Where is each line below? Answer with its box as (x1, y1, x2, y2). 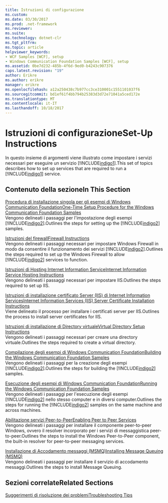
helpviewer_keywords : (5, 49, 51, 54)
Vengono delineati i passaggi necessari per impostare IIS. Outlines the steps (5, 277, 161, 283)
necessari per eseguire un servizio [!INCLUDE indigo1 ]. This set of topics (5, 160, 153, 166)
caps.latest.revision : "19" (5, 68, 64, 74)
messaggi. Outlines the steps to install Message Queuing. (5, 464, 122, 470)
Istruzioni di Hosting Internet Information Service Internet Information (5, 266, 147, 272)
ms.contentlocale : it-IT (5, 101, 57, 106)
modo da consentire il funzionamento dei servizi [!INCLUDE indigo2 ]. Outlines (5, 246, 163, 252)
